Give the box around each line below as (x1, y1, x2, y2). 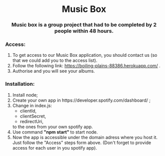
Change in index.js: (12, 102, 52, 108)
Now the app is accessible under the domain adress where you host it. (12, 134, 158, 140)
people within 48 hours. (54, 27, 114, 34)
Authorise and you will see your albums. (12, 68, 95, 74)
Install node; (12, 92, 38, 98)
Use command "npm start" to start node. (12, 129, 98, 135)
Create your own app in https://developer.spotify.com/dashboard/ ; (12, 97, 151, 103)
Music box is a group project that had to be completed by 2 (11, 21, 157, 28)
